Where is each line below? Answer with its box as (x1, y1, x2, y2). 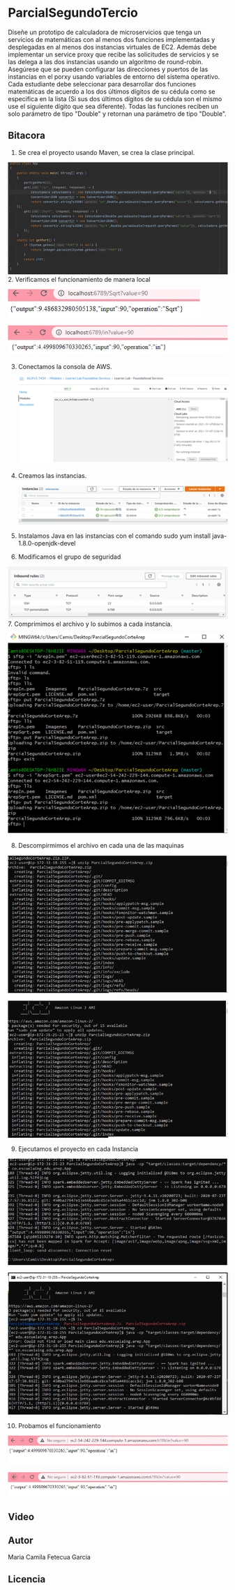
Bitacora (8, 130, 46, 142)
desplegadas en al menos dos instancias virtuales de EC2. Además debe (8, 43, 217, 51)
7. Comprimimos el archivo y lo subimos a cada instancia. (8, 620, 173, 628)
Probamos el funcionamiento (17, 1422, 101, 1430)
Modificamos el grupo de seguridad (17, 553, 121, 561)
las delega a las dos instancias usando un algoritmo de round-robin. (8, 57, 204, 66)
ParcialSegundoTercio (8, 5, 139, 21)
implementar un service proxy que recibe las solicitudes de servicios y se (8, 50, 219, 59)
